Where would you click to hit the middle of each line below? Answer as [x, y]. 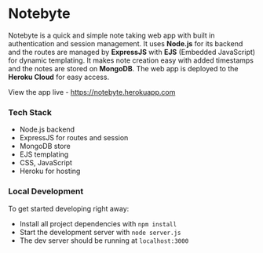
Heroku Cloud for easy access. [59, 77]
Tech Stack [30, 112]
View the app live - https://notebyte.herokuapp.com [92, 92]
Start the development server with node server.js [100, 232]
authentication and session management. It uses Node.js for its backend [126, 43]
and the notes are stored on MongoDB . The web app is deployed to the [123, 68]
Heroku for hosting [50, 171]
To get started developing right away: [69, 208]
